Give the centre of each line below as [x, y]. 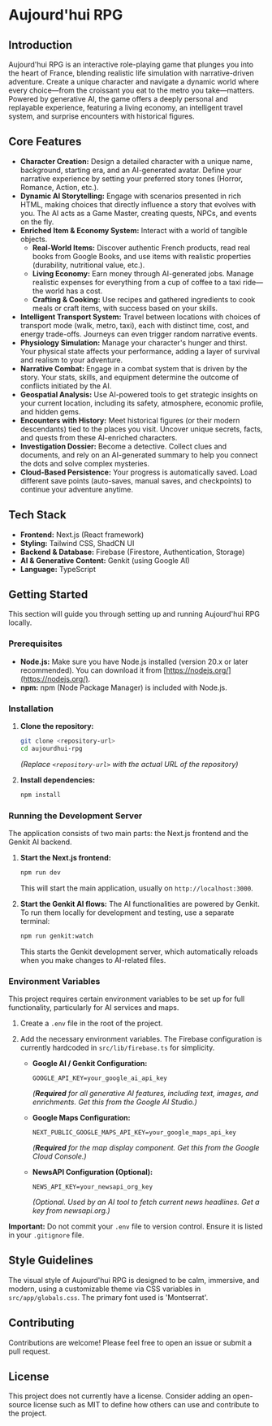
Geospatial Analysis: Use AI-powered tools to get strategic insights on [139, 394]
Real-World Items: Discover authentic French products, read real [141, 247]
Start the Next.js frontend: [65, 857]
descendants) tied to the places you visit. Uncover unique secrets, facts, [141, 429]
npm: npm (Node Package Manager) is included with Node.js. [123, 687]
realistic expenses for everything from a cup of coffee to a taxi [136, 282]
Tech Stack [37, 515]
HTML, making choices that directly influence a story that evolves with [138, 204]
